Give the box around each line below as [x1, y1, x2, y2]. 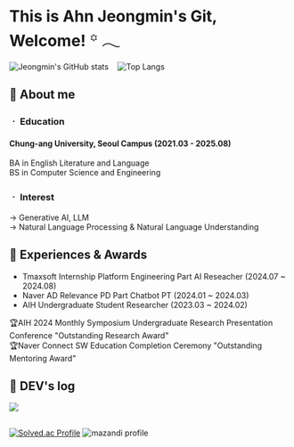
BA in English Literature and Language [9, 158, 150, 168]
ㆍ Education [9, 116, 65, 128]
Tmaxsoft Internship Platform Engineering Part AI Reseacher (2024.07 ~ [21, 271, 286, 281]
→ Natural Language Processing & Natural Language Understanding [9, 221, 259, 232]
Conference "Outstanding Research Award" [9, 329, 169, 340]
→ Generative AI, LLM [9, 212, 90, 223]
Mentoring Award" [9, 353, 77, 363]
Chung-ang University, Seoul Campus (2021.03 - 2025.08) [9, 138, 232, 149]
